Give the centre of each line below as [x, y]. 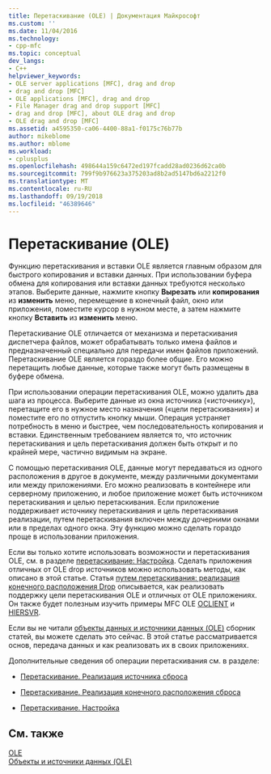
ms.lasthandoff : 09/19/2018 [56, 196]
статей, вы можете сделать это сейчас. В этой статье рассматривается [133, 637]
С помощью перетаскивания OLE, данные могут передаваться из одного [135, 468]
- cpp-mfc [25, 46]
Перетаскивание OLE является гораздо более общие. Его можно [121, 359]
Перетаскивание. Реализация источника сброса [104, 677]
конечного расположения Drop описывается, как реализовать [116, 586]
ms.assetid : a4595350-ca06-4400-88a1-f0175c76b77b [95, 129]
